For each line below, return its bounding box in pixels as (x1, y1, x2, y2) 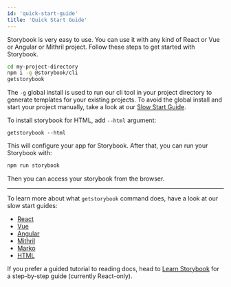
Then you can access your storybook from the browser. (7, 174, 165, 183)
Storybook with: (7, 149, 52, 157)
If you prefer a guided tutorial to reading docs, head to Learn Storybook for (7, 265, 220, 273)
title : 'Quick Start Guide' (7, 16, 88, 23)
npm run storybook (7, 162, 60, 169)
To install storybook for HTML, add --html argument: (7, 116, 157, 124)
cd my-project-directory (7, 63, 78, 70)
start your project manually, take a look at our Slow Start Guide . (7, 103, 187, 111)
